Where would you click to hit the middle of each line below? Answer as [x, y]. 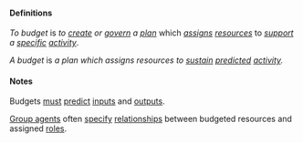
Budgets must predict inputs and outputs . [88, 101]
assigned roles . [38, 128]
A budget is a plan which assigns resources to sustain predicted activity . [146, 60]
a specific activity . [44, 43]
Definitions [31, 13]
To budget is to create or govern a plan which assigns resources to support [151, 33]
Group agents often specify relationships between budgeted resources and [151, 119]
